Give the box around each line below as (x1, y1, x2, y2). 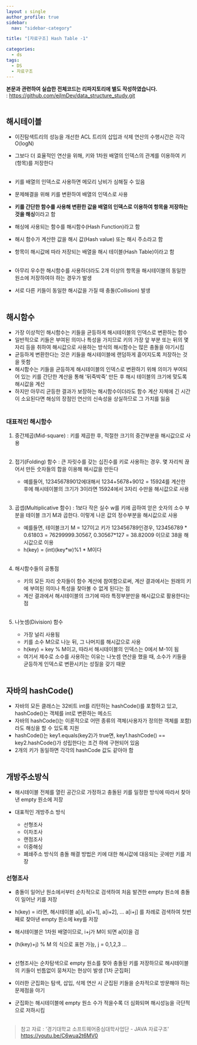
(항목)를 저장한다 (14, 160, 54, 167)
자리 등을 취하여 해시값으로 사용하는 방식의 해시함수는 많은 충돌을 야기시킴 (14, 344, 185, 351)
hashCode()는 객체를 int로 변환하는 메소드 (14, 710, 112, 717)
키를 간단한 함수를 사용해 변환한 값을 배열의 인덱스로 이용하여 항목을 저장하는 (14, 203, 188, 210)
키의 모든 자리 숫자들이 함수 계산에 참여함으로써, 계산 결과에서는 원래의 (23, 578, 185, 585)
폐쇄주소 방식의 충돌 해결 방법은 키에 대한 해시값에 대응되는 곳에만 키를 (23, 850, 185, 858)
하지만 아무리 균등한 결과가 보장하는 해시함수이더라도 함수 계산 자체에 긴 (14, 388, 180, 395)
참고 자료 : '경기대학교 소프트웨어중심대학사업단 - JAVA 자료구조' (20, 1026, 169, 1033)
